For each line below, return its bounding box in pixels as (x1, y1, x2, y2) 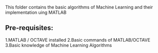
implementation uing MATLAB (5, 9, 67, 15)
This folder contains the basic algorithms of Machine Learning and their (5, 4, 153, 10)
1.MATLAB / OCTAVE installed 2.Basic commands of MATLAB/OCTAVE (5, 37, 150, 43)
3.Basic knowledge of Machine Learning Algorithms (5, 42, 112, 48)
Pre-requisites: (5, 24, 54, 32)
